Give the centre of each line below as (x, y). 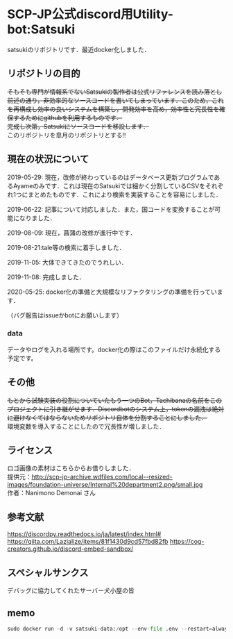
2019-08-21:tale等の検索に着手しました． (66, 247)
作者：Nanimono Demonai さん (51, 493)
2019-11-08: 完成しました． (46, 277)
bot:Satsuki (41, 30)
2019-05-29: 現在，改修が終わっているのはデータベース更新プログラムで (111, 177)
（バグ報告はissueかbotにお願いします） (65, 315)
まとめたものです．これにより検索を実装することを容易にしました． (124, 194)
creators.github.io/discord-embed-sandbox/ (70, 549)
